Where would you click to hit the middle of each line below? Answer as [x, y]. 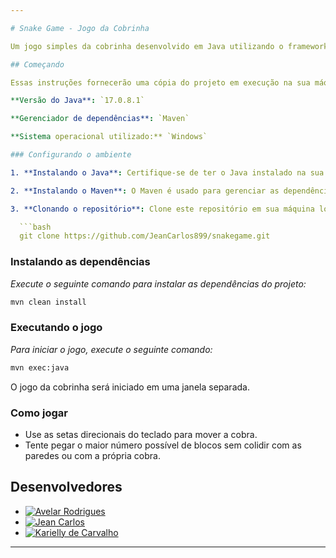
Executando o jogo [56, 328]
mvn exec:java [40, 367]
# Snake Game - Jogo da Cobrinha [80, 28]
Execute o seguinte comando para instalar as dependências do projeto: [158, 283]
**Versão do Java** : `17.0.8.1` [77, 101]
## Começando [37, 64]
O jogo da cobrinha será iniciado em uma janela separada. [130, 387]
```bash [35, 227]
